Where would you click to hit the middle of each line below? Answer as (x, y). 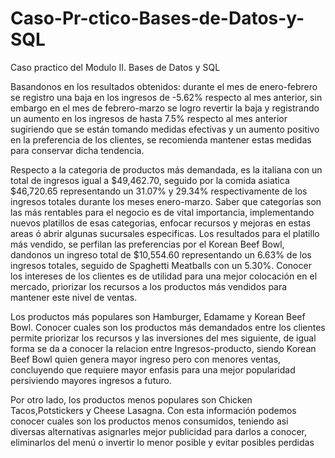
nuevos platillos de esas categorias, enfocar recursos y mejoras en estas (161, 223)
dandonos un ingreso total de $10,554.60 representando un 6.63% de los (161, 254)
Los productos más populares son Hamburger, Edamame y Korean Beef (158, 316)
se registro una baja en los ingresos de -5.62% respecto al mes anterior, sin (166, 97)
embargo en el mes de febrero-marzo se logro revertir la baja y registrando (165, 108)
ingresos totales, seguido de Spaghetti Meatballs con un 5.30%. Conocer (161, 265)
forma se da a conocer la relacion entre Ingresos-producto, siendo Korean (163, 348)
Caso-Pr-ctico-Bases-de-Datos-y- (157, 18)
